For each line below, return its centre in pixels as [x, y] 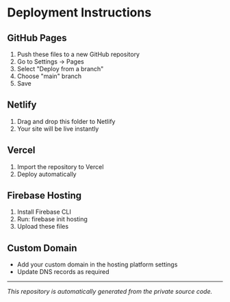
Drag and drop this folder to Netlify [66, 121]
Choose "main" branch [49, 76]
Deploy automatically [47, 174]
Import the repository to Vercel [60, 166]
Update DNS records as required [63, 272]
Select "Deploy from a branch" [60, 69]
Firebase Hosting [44, 196]
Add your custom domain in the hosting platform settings [97, 264]
